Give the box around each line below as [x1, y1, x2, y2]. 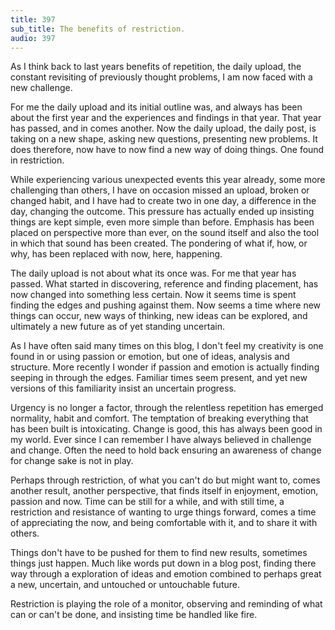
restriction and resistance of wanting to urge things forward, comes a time [10, 506, 317, 518]
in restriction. [10, 154, 65, 166]
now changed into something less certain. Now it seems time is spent [10, 289, 297, 301]
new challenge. [10, 82, 73, 94]
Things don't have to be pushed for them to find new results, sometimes [10, 547, 308, 559]
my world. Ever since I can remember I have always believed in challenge [10, 434, 312, 446]
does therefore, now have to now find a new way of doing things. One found [10, 144, 325, 156]
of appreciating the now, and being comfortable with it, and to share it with [10, 517, 318, 529]
